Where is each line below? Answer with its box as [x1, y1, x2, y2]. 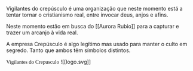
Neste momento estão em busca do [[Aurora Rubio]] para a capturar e [6, 23, 179, 30]
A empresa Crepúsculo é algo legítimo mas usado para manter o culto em [6, 41, 188, 47]
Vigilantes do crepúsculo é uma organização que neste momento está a [6, 5, 183, 12]
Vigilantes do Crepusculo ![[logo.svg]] [6, 59, 91, 65]
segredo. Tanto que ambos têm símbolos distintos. [6, 47, 131, 54]
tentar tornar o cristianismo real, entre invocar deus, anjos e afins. [6, 11, 169, 18]
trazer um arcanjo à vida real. [6, 29, 79, 36]
